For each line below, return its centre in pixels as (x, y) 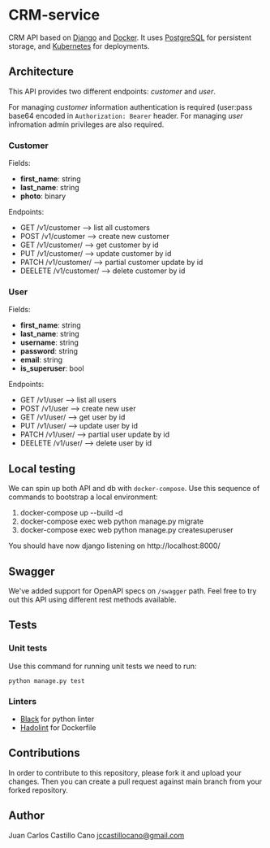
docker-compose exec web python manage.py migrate (112, 521)
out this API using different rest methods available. (92, 599)
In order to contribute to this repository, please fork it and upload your (125, 772)
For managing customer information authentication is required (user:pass (131, 107)
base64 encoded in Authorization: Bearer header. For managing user (126, 115)
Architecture (41, 72)
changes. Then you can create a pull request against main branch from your (135, 781)
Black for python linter (57, 719)
